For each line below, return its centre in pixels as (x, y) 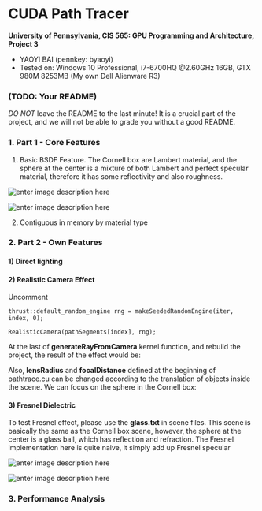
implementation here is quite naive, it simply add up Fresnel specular (119, 448)
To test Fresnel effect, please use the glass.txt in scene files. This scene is (130, 423)
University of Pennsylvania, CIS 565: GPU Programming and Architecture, (131, 35)
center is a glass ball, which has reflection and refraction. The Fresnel (121, 439)
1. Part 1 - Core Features (54, 143)
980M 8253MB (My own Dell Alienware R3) (90, 76)
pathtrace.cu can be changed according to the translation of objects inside (129, 379)
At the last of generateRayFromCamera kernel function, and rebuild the (125, 347)
